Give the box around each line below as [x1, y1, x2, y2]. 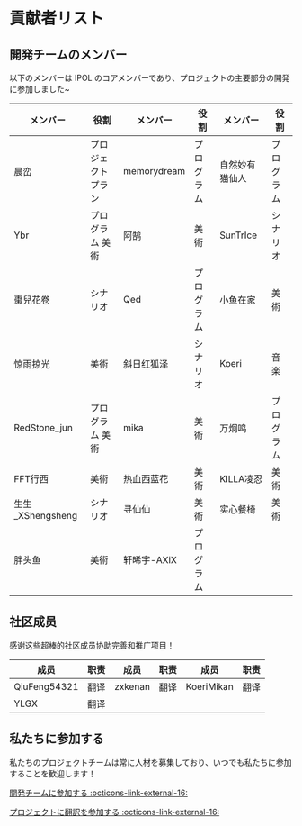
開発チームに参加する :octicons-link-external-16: [9, 787, 189, 798]
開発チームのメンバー [9, 47, 128, 62]
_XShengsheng [13, 510, 78, 522]
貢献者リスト [9, 8, 105, 29]
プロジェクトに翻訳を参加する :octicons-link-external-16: [9, 806, 220, 817]
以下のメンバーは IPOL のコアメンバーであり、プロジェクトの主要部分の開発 [9, 73, 290, 83]
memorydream [122, 165, 186, 177]
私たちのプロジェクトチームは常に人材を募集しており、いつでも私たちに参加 [9, 757, 292, 767]
